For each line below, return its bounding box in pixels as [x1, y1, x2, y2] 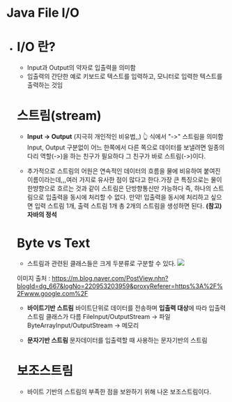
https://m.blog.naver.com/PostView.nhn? [52, 274, 169, 282]
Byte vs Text [16, 235, 91, 251]
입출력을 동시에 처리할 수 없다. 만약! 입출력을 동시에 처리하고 [45, 193, 210, 202]
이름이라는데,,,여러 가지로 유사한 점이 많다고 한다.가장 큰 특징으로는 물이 [26, 176, 222, 184]
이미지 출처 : [16, 274, 51, 282]
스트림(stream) [16, 108, 102, 124]
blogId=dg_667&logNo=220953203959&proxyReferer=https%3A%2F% [16, 282, 224, 290]
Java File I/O [6, 5, 79, 21]
